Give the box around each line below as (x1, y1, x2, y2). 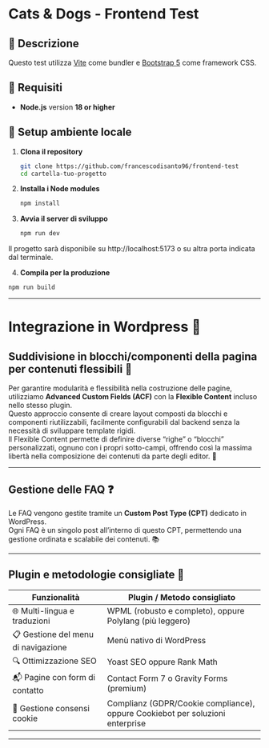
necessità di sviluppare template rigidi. (8, 426, 136, 435)
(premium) (106, 683, 147, 694)
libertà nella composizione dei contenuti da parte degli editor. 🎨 (8, 451, 218, 461)
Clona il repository (19, 146, 83, 156)
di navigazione (12, 642, 67, 653)
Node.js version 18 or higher (19, 102, 116, 112)
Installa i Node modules (19, 184, 100, 194)
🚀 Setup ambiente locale (8, 126, 132, 139)
